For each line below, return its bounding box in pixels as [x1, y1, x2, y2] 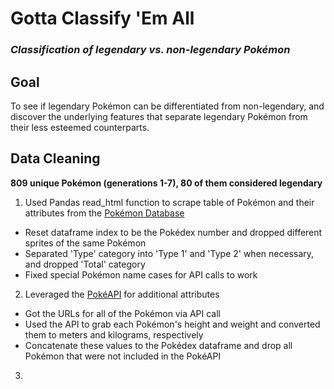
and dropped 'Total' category [24, 258, 146, 270]
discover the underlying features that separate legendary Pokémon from [10, 110, 308, 122]
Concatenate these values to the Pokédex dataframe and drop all [24, 339, 293, 351]
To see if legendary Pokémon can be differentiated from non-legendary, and [10, 100, 325, 112]
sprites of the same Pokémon [24, 237, 147, 249]
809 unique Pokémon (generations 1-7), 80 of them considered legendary [10, 177, 323, 189]
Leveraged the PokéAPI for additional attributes [24, 288, 220, 300]
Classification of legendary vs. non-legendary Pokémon [10, 43, 291, 57]
